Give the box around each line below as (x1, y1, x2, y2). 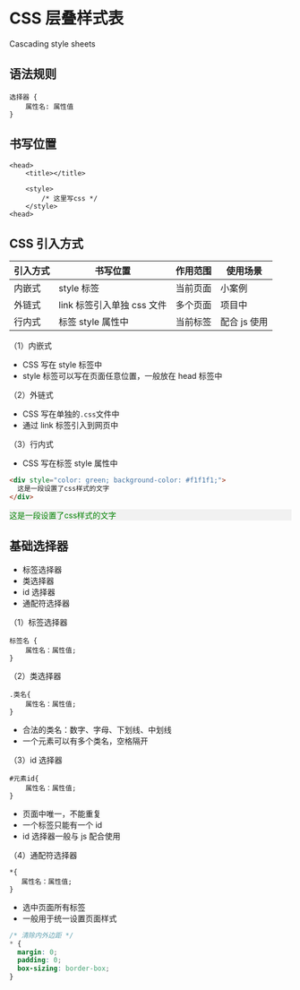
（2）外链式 (9, 390, 54, 400)
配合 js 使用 (219, 315, 269, 328)
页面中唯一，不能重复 (21, 808, 101, 819)
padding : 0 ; (17, 956, 63, 965)
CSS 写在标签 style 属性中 (21, 458, 118, 469)
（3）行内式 (9, 439, 54, 450)
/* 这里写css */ (41, 194, 99, 202)
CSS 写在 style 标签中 (21, 359, 103, 370)
